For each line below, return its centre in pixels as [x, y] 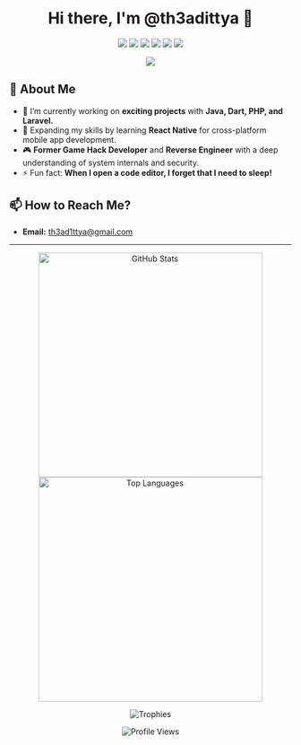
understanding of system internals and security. [111, 162]
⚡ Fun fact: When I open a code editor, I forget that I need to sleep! [147, 172]
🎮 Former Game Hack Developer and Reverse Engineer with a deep [150, 149]
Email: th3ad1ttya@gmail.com [77, 232]
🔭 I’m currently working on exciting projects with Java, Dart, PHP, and [153, 110]
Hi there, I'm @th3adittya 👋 [150, 18]
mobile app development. [69, 139]
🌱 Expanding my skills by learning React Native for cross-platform [144, 130]
